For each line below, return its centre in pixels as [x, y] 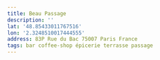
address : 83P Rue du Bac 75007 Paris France [72, 39]
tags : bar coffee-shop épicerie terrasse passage [80, 46]
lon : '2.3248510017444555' [46, 33]
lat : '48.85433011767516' [44, 26]
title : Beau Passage [37, 13]
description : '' [30, 20]
